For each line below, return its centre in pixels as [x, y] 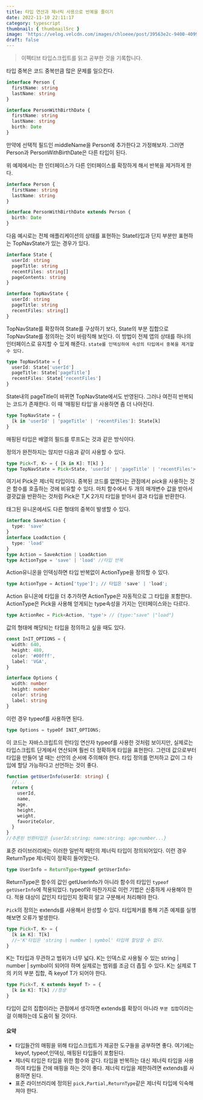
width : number [29, 684]
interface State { [29, 255]
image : [14, 34]
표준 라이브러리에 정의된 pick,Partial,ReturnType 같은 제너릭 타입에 [96, 1083]
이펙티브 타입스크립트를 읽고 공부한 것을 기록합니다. [82, 58]
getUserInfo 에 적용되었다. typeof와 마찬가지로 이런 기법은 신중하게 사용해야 [96, 889]
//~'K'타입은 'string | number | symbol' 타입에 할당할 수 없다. [88, 940]
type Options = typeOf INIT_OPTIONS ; [54, 730]
